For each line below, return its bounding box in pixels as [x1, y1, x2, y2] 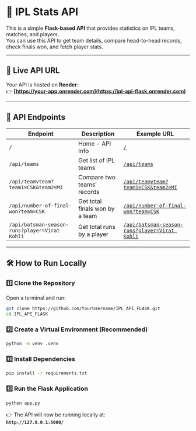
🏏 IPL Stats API [6, 5, 79, 19]
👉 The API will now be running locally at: [6, 411, 106, 418]
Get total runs [78, 223, 116, 231]
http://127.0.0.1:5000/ [6, 419, 64, 425]
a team [78, 211, 97, 220]
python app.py [6, 400, 41, 406]
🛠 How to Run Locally [6, 258, 87, 268]
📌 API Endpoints [6, 112, 66, 122]
